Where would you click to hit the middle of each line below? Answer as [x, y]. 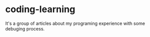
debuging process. [25, 28]
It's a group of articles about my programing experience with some [75, 23]
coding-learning [40, 9]
